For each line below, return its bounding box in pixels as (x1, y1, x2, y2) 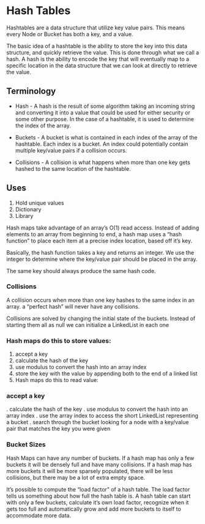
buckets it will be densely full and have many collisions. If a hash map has (6, 460, 192, 468)
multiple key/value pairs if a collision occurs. (15, 146, 127, 154)
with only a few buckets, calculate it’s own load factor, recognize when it (6, 498, 189, 506)
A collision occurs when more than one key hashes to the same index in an (6, 296, 195, 304)
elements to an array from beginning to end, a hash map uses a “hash (6, 230, 182, 238)
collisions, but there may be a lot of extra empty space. (6, 474, 146, 481)
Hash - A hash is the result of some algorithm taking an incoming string (15, 102, 195, 110)
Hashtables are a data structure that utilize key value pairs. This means (6, 24, 185, 31)
